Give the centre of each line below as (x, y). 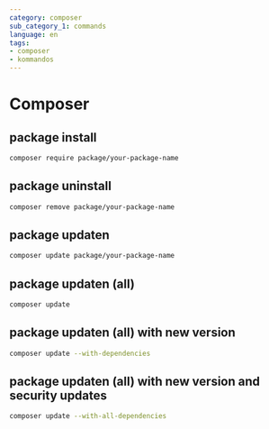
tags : (19, 43)
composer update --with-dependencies (80, 353)
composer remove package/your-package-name (92, 207)
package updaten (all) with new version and (135, 382)
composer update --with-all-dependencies (88, 416)
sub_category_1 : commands (58, 26)
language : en (34, 34)
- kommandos (31, 59)
